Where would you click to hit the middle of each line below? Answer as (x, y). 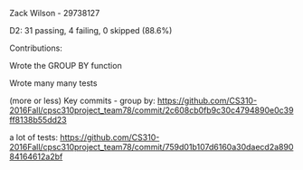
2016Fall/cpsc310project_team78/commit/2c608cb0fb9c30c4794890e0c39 (151, 110)
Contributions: (36, 48)
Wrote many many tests (53, 83)
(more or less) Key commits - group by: (82, 100)
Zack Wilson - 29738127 (55, 13)
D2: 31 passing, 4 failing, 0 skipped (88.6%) (91, 30)
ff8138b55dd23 (38, 120)
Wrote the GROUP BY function (66, 66)
